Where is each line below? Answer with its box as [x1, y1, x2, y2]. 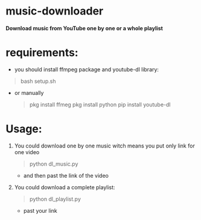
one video [14, 148, 40, 155]
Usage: [5, 122, 43, 135]
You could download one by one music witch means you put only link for [14, 142, 196, 149]
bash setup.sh [20, 77, 56, 85]
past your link [23, 207, 58, 214]
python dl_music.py [29, 160, 78, 167]
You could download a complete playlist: [14, 183, 115, 191]
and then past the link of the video [23, 172, 109, 179]
